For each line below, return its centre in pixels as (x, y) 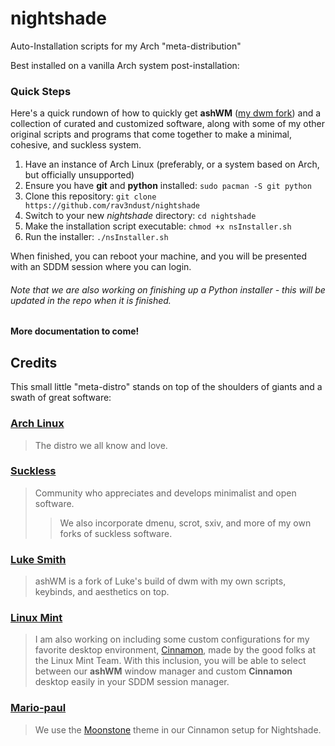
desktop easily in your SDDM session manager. (132, 682)
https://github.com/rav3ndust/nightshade (112, 206)
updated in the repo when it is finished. (91, 300)
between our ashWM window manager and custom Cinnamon (163, 671)
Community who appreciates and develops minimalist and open (165, 493)
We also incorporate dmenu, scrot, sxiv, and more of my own (185, 523)
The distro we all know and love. (101, 445)
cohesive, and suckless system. (76, 145)
